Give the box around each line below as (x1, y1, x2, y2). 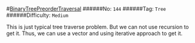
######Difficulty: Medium (6, 12, 68, 19)
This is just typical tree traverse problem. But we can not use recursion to (6, 24, 189, 30)
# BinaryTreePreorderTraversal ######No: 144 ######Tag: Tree (6, 5, 167, 12)
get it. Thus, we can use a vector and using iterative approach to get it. (6, 30, 183, 37)
